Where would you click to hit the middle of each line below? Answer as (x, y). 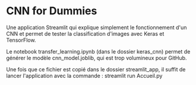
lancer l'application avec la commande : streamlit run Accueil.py (84, 75)
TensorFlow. (21, 40)
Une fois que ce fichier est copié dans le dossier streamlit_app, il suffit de (96, 69)
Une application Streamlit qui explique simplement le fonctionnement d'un (97, 27)
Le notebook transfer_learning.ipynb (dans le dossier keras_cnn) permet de (98, 51)
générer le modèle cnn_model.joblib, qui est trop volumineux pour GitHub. (97, 58)
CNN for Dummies (52, 11)
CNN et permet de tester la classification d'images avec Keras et (85, 33)
